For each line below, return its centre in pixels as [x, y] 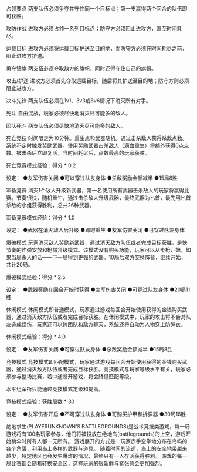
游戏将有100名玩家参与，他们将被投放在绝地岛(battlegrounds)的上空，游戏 [96, 434]
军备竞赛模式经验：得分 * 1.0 [40, 217]
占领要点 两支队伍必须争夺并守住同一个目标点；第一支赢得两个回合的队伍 [94, 9]
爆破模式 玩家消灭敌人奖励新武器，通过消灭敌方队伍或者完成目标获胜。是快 [97, 242]
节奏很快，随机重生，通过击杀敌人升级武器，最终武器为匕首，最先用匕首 [103, 198]
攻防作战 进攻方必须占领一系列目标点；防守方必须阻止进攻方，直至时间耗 [94, 29]
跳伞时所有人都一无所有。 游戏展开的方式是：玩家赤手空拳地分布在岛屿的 [99, 441]
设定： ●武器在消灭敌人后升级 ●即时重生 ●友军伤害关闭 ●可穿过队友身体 [95, 230]
